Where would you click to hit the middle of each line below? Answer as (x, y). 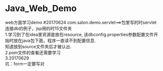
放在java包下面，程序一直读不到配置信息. (55, 40)
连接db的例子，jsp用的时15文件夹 (39, 28)
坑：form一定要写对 (25, 64)
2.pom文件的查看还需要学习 (33, 52)
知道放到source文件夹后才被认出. (38, 46)
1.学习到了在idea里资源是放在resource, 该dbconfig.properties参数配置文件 (80, 34)
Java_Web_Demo (41, 8)
